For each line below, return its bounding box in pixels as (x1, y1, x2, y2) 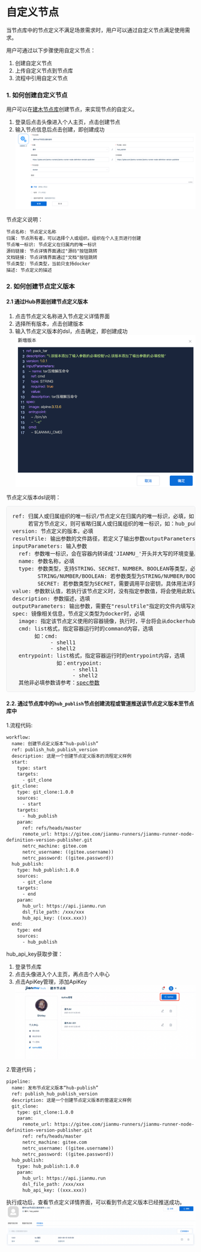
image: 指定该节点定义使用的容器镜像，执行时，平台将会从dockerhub (18, 618, 196, 625)
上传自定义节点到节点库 (14, 67, 73, 74)
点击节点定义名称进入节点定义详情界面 (14, 313, 110, 320)
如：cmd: (34, 633, 58, 639)
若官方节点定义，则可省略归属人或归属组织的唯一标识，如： (28, 520, 176, 527)
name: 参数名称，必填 (18, 558, 75, 565)
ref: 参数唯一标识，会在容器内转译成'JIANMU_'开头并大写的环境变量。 (18, 550, 200, 557)
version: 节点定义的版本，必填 (12, 528, 94, 535)
